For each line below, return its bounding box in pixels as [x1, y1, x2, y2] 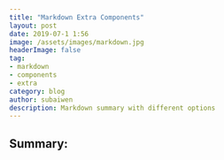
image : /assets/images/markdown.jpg [9, 37, 144, 47]
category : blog [9, 87, 66, 95]
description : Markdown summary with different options [9, 103, 216, 112]
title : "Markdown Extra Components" [9, 12, 144, 22]
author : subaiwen [9, 95, 73, 104]
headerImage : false [9, 46, 81, 55]
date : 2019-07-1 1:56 [9, 29, 89, 38]
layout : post [9, 21, 58, 30]
